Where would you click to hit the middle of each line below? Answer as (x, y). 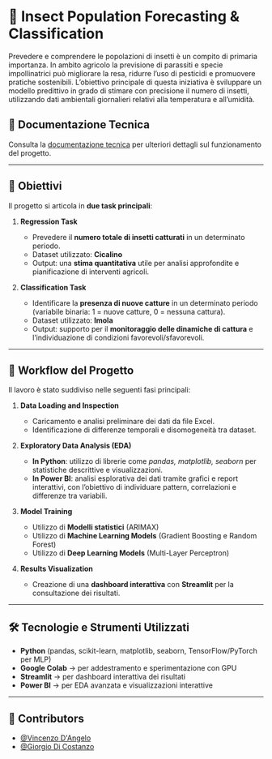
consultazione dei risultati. (76, 593)
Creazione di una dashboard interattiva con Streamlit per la (133, 585)
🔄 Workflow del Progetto (71, 370)
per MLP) (36, 659)
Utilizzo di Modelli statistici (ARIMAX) (96, 527)
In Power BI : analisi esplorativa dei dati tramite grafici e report (135, 478)
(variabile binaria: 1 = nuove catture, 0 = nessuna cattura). (129, 311)
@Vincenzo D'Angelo (55, 738)
